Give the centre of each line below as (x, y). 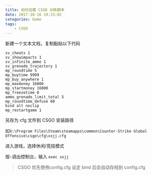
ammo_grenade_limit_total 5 (35, 97)
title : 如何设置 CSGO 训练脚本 (35, 10)
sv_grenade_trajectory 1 (31, 66)
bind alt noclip (22, 106)
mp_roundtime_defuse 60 (30, 102)
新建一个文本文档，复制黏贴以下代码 (43, 44)
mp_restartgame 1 (23, 110)
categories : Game (23, 19)
